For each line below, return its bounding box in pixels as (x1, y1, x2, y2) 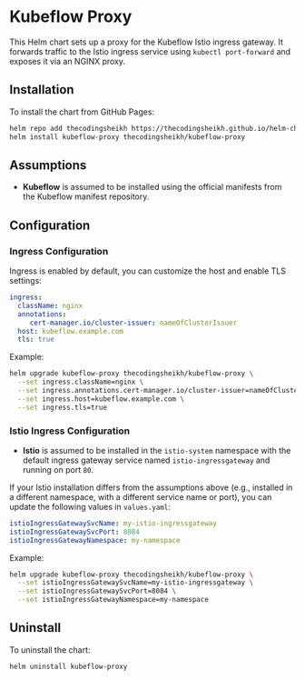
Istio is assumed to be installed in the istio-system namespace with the (22, 445, 291, 455)
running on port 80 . (22, 464, 94, 475)
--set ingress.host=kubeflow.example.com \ (17, 394, 184, 404)
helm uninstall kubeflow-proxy (9, 662, 128, 671)
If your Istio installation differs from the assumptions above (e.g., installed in (9, 482, 293, 493)
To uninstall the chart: (9, 644, 91, 655)
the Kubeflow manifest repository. (22, 191, 150, 202)
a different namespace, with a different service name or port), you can (9, 491, 272, 502)
